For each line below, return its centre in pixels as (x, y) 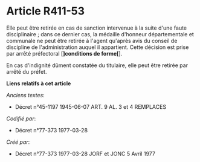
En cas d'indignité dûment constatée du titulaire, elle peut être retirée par (97, 65)
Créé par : (18, 142)
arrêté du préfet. (27, 71)
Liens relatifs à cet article (39, 83)
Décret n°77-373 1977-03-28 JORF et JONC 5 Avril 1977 (85, 154)
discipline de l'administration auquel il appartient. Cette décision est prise (98, 47)
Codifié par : (21, 118)
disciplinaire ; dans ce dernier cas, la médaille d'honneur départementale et (100, 34)
